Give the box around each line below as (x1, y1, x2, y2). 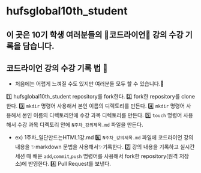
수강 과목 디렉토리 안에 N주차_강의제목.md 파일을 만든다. (17, 121, 143, 129)
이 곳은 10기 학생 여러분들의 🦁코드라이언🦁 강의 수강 (6, 29, 184, 40)
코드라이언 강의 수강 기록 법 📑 (6, 63, 108, 73)
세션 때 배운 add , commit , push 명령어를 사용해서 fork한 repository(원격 (14, 153, 178, 160)
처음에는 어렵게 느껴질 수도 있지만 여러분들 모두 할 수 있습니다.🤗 (14, 80, 164, 88)
